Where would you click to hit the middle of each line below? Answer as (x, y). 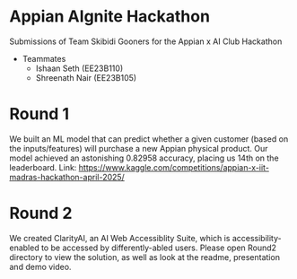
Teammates (44, 58)
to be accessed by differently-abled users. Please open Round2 (158, 248)
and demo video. (40, 266)
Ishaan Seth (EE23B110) (79, 68)
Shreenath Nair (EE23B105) (86, 77)
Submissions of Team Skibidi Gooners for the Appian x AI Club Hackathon (146, 41)
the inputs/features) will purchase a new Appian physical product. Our (139, 148)
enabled (24, 248)
